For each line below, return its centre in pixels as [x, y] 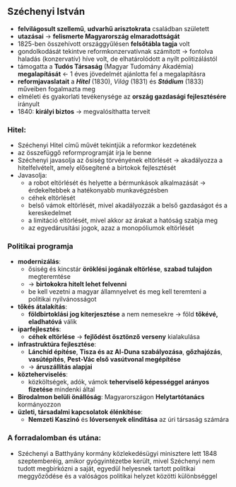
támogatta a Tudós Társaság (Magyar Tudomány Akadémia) [106, 66]
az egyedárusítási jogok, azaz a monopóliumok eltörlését [111, 228]
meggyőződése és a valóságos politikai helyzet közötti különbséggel [117, 476]
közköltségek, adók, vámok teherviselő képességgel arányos [119, 382]
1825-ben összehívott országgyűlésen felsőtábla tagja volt [104, 44]
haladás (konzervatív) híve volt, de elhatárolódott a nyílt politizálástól [117, 59]
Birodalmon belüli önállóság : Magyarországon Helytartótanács [111, 397]
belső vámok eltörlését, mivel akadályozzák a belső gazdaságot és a [128, 205]
